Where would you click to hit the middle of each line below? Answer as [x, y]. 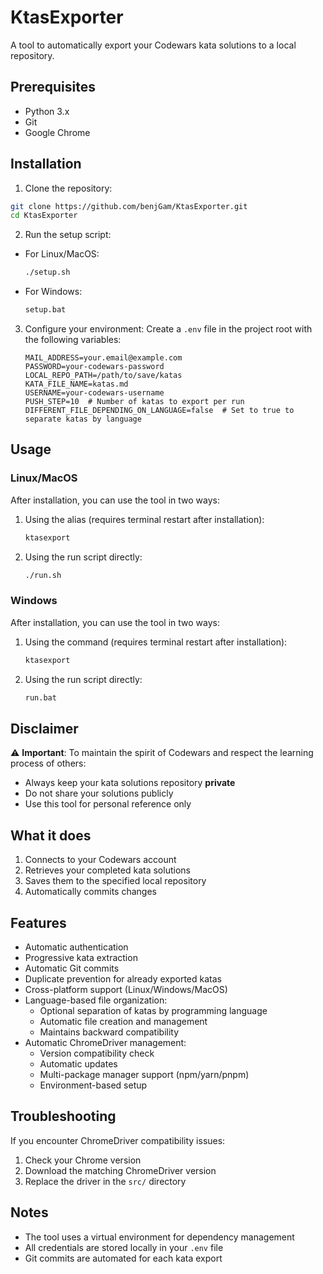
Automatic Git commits [72, 968]
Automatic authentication [76, 947]
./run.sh [43, 575]
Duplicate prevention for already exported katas [123, 978]
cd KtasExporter [44, 216]
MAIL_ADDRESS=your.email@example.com [103, 358]
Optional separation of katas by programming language [153, 1010]
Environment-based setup [93, 1085]
